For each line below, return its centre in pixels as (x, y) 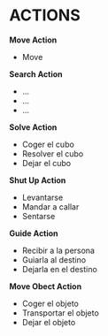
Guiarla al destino (54, 260)
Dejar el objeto (49, 322)
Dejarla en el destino (59, 269)
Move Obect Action (46, 286)
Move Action (33, 40)
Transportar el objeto (60, 313)
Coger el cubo (48, 144)
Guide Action (34, 233)
